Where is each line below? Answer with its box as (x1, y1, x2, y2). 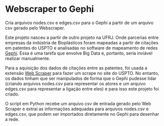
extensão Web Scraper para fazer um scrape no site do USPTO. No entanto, (5, 70, 159, 76)
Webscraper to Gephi (5, 3, 94, 15)
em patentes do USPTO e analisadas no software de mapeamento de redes (5, 45, 158, 51)
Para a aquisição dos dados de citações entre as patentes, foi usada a (5, 65, 148, 71)
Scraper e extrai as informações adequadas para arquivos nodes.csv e (5, 106, 149, 112)
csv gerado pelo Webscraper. (5, 25, 65, 31)
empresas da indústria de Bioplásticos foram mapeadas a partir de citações (5, 39, 159, 45)
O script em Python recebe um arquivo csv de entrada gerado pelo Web (5, 100, 151, 106)
